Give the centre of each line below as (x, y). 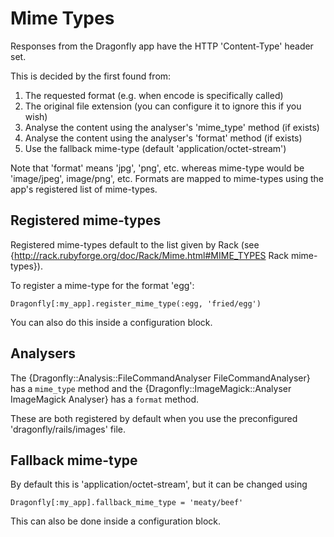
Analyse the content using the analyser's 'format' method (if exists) (163, 138)
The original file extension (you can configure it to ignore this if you (163, 106)
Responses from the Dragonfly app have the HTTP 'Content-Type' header (162, 46)
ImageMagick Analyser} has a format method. (105, 399)
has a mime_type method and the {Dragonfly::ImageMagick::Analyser (151, 388)
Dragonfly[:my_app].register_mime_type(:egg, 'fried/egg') (136, 303)
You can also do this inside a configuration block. (111, 322)
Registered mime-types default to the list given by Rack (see (135, 244)
